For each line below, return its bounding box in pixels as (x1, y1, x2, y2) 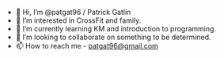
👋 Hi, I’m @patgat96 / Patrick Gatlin (15, 8, 131, 16)
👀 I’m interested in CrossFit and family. (15, 16, 142, 25)
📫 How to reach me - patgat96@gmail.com (15, 42, 158, 50)
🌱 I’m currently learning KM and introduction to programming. (15, 24, 216, 33)
